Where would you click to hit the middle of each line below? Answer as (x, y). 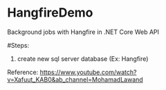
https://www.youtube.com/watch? (88, 72)
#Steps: (18, 45)
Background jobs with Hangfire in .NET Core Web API (83, 32)
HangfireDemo (50, 13)
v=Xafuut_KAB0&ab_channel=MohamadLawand (75, 79)
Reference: (23, 72)
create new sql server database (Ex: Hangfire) (83, 58)
